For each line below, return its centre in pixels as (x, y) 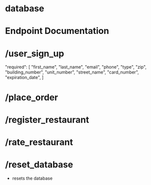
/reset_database (39, 165)
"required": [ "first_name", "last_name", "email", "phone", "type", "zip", (76, 67)
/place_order (32, 97)
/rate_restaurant (39, 142)
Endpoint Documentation (57, 31)
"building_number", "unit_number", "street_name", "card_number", (72, 72)
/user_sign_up (35, 53)
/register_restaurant (47, 119)
